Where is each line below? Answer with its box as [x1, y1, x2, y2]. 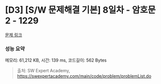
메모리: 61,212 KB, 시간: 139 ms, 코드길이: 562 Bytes [5, 57, 107, 63]
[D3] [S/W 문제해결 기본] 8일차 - [5, 4, 130, 16]
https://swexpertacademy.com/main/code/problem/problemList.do [17, 73, 152, 79]
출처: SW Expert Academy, [17, 68, 70, 74]
